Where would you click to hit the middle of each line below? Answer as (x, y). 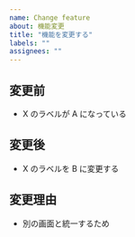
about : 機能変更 (37, 26)
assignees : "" (36, 52)
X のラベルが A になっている (75, 113)
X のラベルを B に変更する (71, 168)
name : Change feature (50, 18)
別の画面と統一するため (66, 223)
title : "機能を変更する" (51, 34)
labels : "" (30, 43)
